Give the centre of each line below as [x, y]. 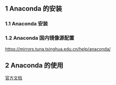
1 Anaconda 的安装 [34, 9]
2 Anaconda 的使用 [34, 65]
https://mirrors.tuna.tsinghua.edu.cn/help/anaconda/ [58, 49]
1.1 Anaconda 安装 [27, 24]
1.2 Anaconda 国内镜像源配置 [40, 38]
